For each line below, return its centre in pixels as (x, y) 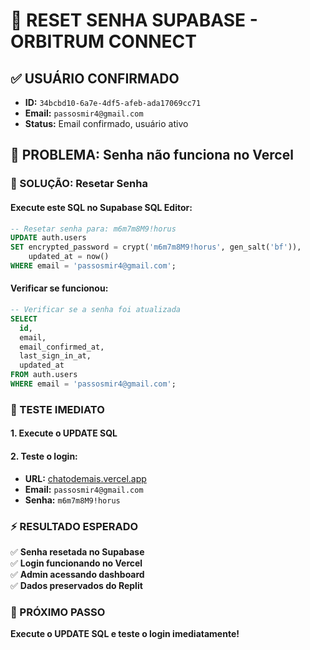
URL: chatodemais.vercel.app (85, 478)
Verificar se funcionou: (59, 288)
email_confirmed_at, (62, 347)
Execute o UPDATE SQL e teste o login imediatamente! (125, 634)
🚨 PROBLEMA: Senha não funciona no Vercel (152, 155)
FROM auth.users (44, 375)
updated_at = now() (69, 257)
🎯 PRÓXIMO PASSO (58, 612)
